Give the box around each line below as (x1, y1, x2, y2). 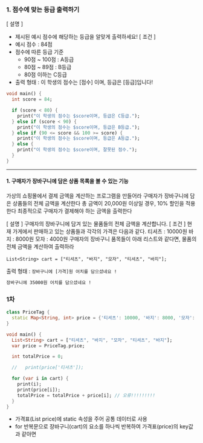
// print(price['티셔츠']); (11, 365, 84, 371)
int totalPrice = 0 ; (11, 353, 63, 360)
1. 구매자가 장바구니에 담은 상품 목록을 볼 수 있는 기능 (6, 178, 129, 185)
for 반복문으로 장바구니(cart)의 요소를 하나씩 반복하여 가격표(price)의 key (14, 423, 189, 430)
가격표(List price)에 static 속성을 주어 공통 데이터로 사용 (14, 415, 148, 422)
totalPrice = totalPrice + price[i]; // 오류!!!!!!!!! (17, 392, 156, 398)
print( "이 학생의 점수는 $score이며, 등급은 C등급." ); (17, 113, 140, 119)
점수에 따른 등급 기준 (14, 48, 64, 56)
